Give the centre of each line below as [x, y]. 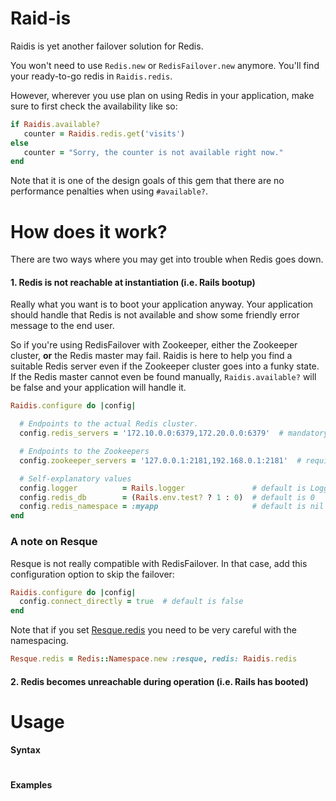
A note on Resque [54, 542]
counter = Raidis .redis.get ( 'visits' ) [104, 133]
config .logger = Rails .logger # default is [163, 488]
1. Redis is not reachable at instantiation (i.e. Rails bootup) [133, 282]
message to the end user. [62, 326]
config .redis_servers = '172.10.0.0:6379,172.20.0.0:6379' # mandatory [174, 433]
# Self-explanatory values [75, 478]
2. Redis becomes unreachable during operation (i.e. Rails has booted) [159, 681]
